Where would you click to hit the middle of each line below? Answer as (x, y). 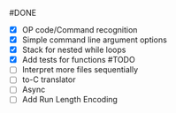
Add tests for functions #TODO (78, 60)
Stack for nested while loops (74, 50)
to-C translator (49, 79)
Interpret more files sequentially (80, 70)
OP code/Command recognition (80, 30)
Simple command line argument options (95, 40)
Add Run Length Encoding (69, 100)
